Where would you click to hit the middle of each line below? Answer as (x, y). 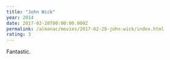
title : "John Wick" (31, 12)
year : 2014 (20, 18)
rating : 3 (19, 35)
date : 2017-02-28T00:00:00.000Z (47, 23)
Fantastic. (19, 52)
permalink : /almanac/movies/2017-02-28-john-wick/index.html (85, 29)
